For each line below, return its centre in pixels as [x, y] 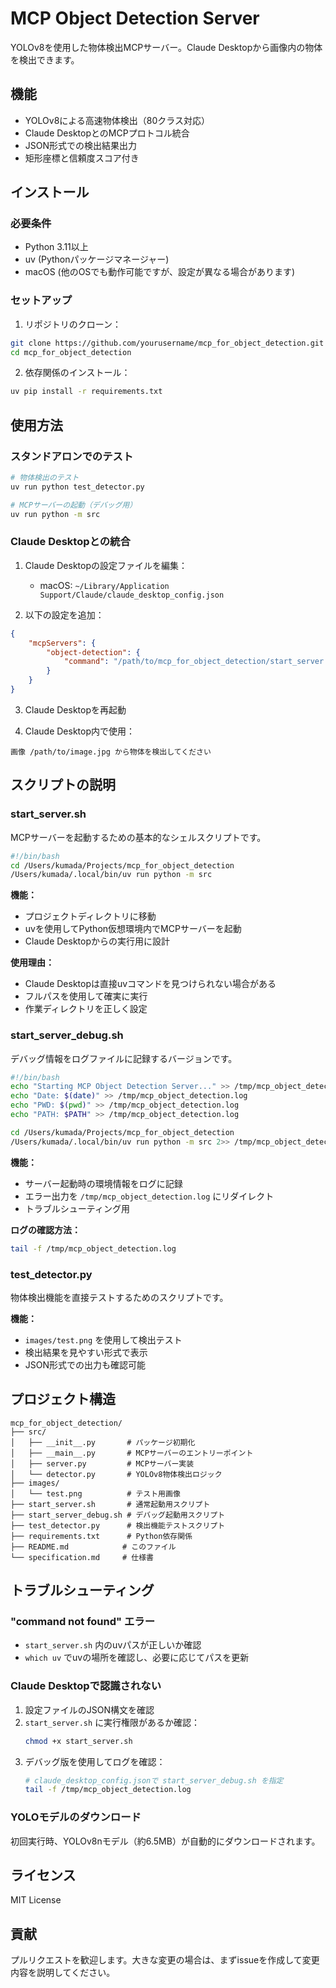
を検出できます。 [45, 59]
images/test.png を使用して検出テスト [103, 1339]
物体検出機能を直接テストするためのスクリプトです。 [119, 1297]
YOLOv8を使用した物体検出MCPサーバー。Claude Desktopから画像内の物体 [166, 47]
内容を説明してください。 [63, 1973]
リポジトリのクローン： [73, 324]
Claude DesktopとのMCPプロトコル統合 [107, 133]
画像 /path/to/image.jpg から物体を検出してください [111, 752]
